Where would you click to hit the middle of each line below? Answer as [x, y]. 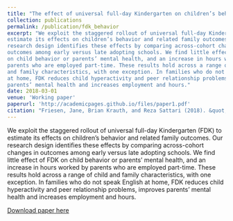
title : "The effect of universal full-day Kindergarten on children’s [111, 14]
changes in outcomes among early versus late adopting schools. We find [111, 152]
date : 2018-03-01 [32, 91]
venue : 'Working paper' [42, 98]
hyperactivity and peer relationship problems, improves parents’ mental [109, 189]
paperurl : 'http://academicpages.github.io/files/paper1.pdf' [99, 104]
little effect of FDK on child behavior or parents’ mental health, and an [106, 160]
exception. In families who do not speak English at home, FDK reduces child [115, 182]
